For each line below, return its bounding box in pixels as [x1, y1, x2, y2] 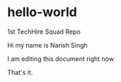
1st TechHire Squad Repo [7, 27, 81, 36]
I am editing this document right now [7, 54, 115, 63]
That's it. [7, 68, 33, 76]
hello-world [7, 4, 78, 20]
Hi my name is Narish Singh [7, 41, 88, 49]
